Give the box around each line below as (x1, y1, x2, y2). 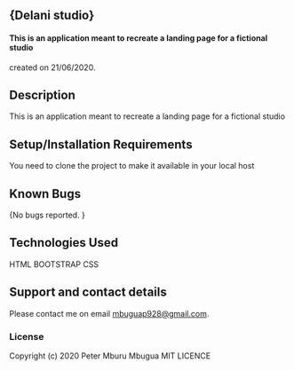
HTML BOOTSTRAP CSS (9, 258, 99, 270)
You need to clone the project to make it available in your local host (9, 161, 255, 171)
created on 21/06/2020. (9, 62, 96, 73)
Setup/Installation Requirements (9, 137, 193, 152)
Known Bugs (9, 186, 82, 201)
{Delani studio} (9, 8, 95, 23)
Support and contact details (9, 285, 167, 300)
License (9, 330, 44, 342)
